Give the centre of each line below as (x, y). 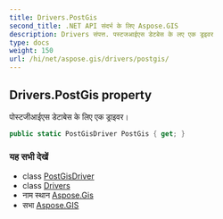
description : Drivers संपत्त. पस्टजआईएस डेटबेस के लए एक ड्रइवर (111, 34)
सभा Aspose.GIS (50, 205)
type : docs (29, 42)
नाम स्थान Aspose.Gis (58, 195)
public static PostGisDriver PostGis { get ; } (97, 134)
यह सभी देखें (29, 156)
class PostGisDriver (58, 176)
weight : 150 (31, 51)
